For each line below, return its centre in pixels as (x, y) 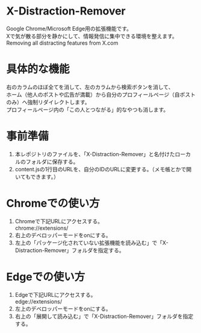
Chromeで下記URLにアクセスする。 (59, 221)
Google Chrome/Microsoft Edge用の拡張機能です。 (69, 28)
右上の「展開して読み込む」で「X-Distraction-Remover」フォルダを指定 (104, 316)
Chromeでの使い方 (53, 203)
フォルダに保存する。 (52, 162)
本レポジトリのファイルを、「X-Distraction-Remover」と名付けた (95, 154)
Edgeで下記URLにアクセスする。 (55, 294)
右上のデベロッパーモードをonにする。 (63, 235)
